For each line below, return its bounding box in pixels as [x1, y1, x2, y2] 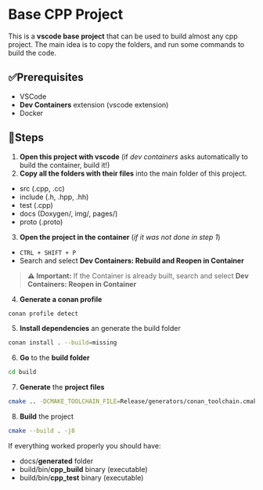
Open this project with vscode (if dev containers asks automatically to [19, 151, 248, 162]
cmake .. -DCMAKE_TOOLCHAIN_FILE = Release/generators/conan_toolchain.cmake [8, 397, 261, 405]
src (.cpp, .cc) [19, 183, 65, 193]
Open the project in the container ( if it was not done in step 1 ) [19, 232, 221, 241]
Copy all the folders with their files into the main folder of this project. [19, 169, 247, 178]
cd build [8, 368, 37, 376]
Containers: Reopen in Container [27, 279, 137, 289]
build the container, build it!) [19, 160, 110, 169]
